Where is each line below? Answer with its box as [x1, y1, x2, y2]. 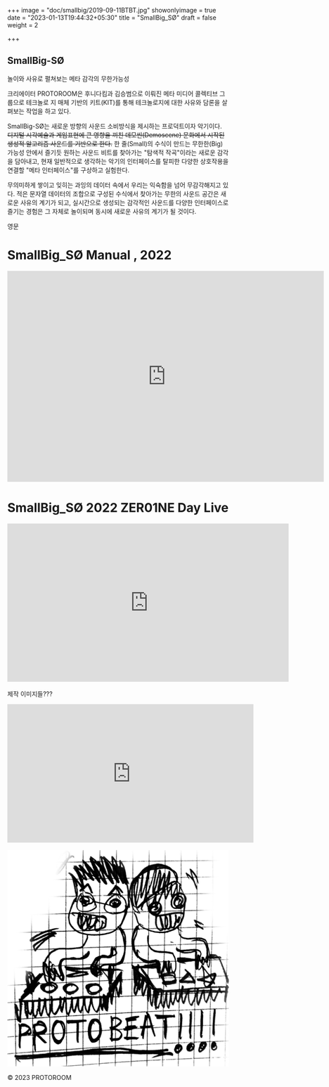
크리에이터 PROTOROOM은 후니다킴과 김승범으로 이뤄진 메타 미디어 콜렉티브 [7, 89, 218, 98]
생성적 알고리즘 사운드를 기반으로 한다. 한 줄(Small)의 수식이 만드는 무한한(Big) [7, 139, 224, 148]
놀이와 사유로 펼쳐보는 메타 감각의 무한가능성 [7, 74, 130, 83]
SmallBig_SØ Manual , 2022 [7, 247, 172, 263]
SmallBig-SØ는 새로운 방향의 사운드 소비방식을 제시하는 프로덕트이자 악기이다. [7, 122, 223, 130]
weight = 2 [7, 21, 39, 29]
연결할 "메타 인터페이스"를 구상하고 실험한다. [7, 165, 130, 174]
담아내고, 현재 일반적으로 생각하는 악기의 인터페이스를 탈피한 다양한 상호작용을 [14, 157, 229, 165]
